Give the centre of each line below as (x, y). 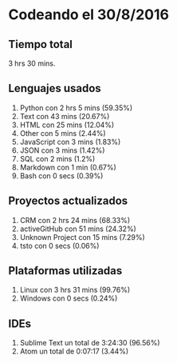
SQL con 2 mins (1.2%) (57, 158)
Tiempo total (41, 44)
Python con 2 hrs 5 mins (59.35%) (76, 108)
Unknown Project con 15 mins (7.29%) (82, 237)
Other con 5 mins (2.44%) (63, 133)
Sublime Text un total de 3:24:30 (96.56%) (90, 343)
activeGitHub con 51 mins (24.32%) (78, 229)
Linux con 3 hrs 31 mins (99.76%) (75, 290)
